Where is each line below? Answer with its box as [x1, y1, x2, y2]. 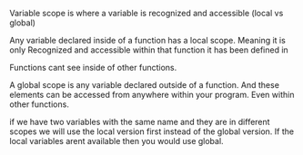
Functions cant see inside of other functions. [9, 63, 177, 73]
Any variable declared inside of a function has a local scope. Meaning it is [9, 35, 287, 45]
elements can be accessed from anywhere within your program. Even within [9, 90, 295, 100]
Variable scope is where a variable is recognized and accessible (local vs [9, 8, 284, 18]
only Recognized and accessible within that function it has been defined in [9, 44, 288, 55]
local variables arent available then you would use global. [9, 136, 225, 146]
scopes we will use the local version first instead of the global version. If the [9, 126, 294, 137]
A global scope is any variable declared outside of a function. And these [9, 80, 280, 90]
